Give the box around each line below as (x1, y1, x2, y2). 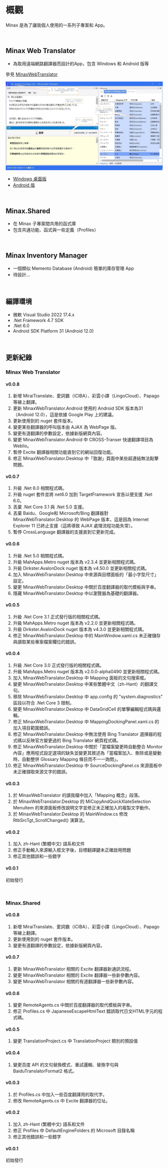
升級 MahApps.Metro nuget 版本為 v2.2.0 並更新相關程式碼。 (12, 620, 139, 626)
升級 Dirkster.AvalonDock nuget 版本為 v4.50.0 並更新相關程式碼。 (12, 565, 150, 571)
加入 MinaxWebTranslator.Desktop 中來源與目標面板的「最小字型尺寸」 (12, 571, 159, 577)
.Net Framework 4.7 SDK (12, 317, 64, 323)
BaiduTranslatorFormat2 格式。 (12, 1068, 77, 1074)
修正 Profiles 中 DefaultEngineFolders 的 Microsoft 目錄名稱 (12, 1127, 135, 1133)
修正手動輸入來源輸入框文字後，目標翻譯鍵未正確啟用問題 (12, 847, 131, 853)
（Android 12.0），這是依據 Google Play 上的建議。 (12, 412, 117, 418)
